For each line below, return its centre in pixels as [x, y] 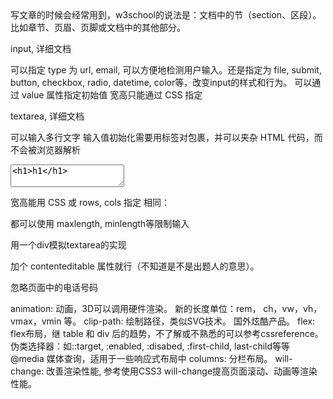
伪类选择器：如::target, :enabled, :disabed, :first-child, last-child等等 [150, 346]
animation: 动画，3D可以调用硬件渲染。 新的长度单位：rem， [136, 308]
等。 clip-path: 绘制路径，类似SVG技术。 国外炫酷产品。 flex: [189, 321]
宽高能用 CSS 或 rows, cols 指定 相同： [90, 202]
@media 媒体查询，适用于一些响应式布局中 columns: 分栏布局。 [141, 358]
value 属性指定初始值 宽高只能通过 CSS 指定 [112, 95]
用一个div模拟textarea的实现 [68, 245]
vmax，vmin [36, 321]
